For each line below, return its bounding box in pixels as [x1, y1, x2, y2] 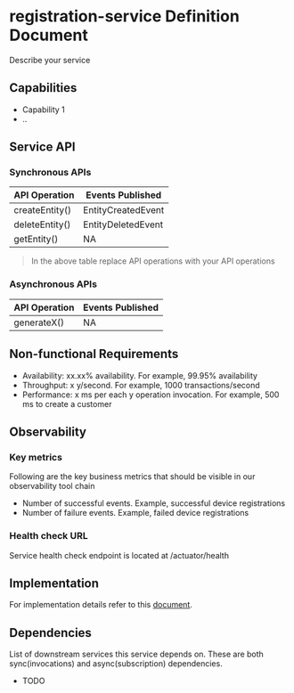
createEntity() [13, 204, 71, 216]
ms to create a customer [21, 398, 112, 409]
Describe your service [9, 54, 91, 65]
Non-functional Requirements [9, 346, 179, 362]
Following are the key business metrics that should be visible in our [9, 471, 256, 482]
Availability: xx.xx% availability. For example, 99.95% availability [21, 370, 258, 380]
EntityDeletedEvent [83, 218, 163, 231]
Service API [9, 140, 76, 155]
